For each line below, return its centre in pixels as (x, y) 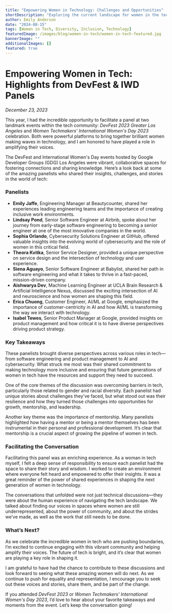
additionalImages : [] (28, 44)
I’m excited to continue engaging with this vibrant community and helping (83, 547)
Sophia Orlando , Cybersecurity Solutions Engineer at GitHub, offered (86, 236)
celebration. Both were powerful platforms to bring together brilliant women (85, 136)
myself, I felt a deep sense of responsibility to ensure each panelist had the (84, 463)
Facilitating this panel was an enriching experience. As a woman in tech (81, 458)
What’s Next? (23, 530)
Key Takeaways (25, 342)
